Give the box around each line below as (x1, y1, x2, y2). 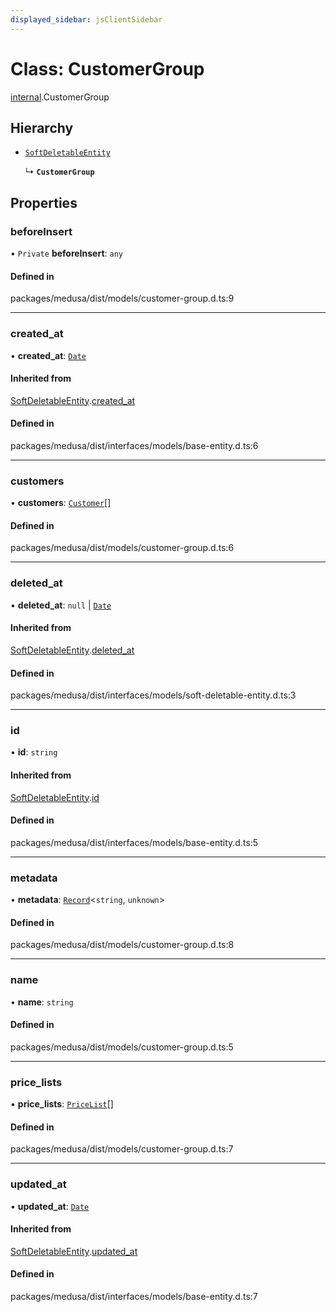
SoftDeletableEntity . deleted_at (10, 644, 135, 656)
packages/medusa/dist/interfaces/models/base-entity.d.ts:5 (10, 836, 259, 848)
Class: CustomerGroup (10, 57, 205, 80)
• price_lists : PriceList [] (10, 1098, 114, 1110)
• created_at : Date (10, 349, 87, 361)
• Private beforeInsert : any (10, 247, 123, 260)
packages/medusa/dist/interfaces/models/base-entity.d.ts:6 (10, 439, 259, 451)
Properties (10, 194, 78, 211)
